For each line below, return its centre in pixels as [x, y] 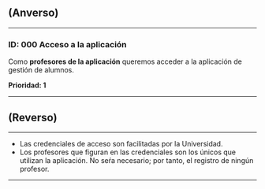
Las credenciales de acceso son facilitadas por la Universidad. [121, 143]
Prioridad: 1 [27, 85]
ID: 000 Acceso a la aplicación [68, 44]
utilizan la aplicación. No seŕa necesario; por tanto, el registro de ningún [136, 160]
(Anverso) [34, 13]
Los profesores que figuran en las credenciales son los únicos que [128, 152]
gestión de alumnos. [41, 70]
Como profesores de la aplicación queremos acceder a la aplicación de [125, 61]
